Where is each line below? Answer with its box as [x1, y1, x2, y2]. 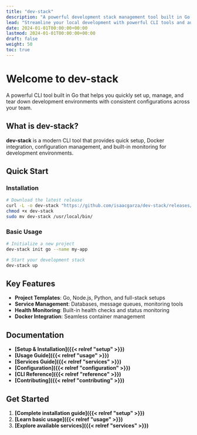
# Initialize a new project [6, 240, 75, 247]
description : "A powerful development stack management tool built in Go [6, 14, 191, 20]
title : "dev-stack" [6, 8, 54, 15]
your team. [6, 104, 32, 111]
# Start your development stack [6, 257, 85, 263]
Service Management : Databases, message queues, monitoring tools [14, 300, 184, 307]
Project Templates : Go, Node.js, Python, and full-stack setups [14, 295, 165, 302]
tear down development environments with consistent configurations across [6, 98, 190, 105]
